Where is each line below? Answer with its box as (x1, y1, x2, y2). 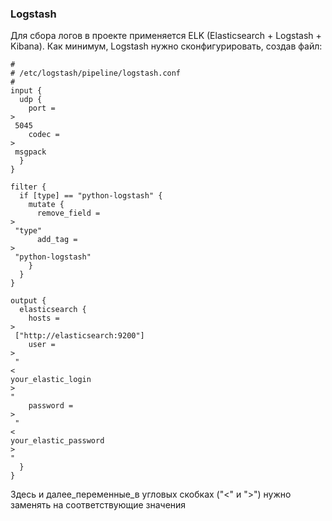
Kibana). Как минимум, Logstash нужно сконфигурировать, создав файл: (10, 40, 323, 52)
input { (10, 86, 43, 96)
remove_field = (36, 208, 101, 219)
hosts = (28, 313, 60, 324)
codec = (28, 130, 60, 140)
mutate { (28, 200, 65, 210)
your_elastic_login (10, 375, 92, 385)
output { (10, 296, 47, 306)
